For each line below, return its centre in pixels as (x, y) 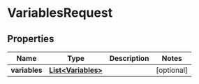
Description (129, 58)
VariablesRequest (60, 13)
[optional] (172, 70)
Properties (31, 39)
